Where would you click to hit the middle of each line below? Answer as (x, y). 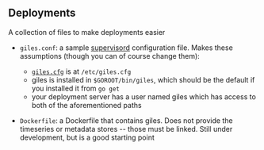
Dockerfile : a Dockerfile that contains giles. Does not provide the (126, 120)
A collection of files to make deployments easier (87, 32)
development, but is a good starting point (87, 137)
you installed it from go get (76, 88)
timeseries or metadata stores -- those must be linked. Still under (126, 129)
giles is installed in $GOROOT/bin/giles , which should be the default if (143, 79)
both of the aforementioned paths (86, 105)
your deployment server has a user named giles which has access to (143, 96)
